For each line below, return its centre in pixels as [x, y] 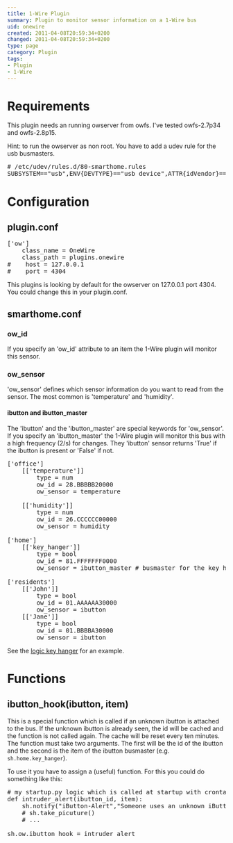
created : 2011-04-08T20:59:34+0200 [59, 33]
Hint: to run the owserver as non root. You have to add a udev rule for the [112, 146]
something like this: [35, 778]
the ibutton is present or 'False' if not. [61, 450]
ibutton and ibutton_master [48, 413]
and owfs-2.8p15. [32, 133]
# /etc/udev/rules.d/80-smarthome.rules [77, 167]
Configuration [49, 202]
